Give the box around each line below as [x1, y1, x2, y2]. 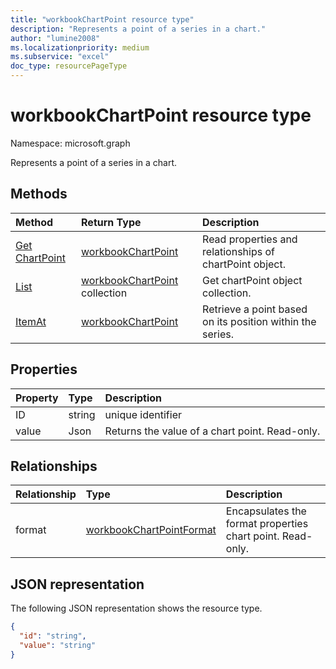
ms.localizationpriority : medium [10, 42, 150, 53]
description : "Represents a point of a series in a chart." [10, 24, 267, 34]
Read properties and [202, 232, 298, 246]
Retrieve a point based [202, 302, 308, 316]
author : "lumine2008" [10, 33, 101, 43]
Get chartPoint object [202, 273, 303, 287]
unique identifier [104, 407, 182, 421]
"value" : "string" [19, 640, 97, 650]
